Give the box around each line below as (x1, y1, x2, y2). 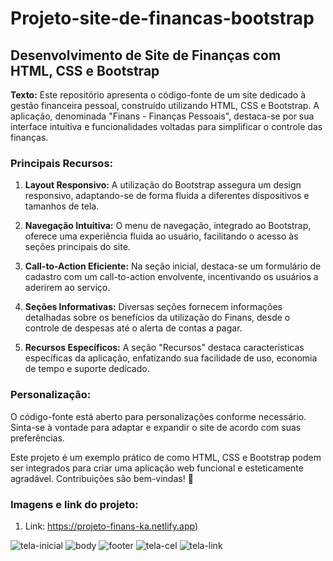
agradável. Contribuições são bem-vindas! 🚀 (10, 472, 194, 484)
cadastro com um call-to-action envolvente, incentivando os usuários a (24, 271, 319, 283)
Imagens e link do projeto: (10, 497, 139, 511)
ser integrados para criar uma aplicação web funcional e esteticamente (10, 462, 304, 474)
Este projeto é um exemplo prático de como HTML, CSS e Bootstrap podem (10, 451, 322, 463)
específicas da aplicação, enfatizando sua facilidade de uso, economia (24, 352, 318, 364)
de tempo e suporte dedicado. (24, 363, 150, 375)
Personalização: (10, 388, 92, 402)
